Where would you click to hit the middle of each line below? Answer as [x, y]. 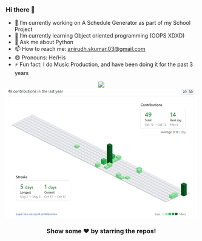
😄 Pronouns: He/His [40, 58]
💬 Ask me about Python [44, 42]
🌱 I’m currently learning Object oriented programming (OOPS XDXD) [99, 36]
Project [23, 29]
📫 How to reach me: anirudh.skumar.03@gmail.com [80, 49]
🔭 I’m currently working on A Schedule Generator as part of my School [103, 23]
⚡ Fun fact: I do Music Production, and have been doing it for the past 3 [104, 64]
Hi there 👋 [21, 10]
